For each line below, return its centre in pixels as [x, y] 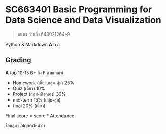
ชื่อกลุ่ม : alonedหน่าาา [25, 125]
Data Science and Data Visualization [83, 20]
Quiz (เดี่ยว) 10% [29, 88]
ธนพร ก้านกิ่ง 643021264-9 [44, 34]
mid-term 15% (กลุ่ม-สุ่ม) [37, 99]
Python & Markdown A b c [33, 44]
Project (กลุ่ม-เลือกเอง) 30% [39, 94]
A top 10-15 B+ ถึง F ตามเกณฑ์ [34, 73]
